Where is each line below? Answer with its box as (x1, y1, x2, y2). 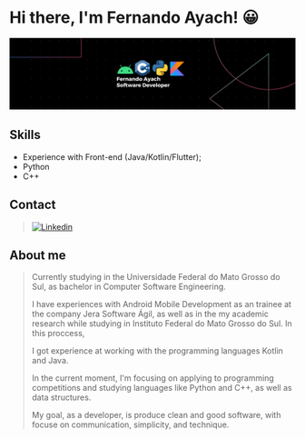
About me (9, 247, 66, 263)
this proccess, (31, 328, 85, 339)
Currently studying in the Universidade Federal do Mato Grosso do (31, 272, 280, 283)
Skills (9, 127, 41, 143)
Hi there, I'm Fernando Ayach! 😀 (9, 7, 260, 28)
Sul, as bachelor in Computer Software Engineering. (31, 281, 227, 293)
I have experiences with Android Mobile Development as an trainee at (31, 299, 292, 310)
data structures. (31, 392, 92, 403)
